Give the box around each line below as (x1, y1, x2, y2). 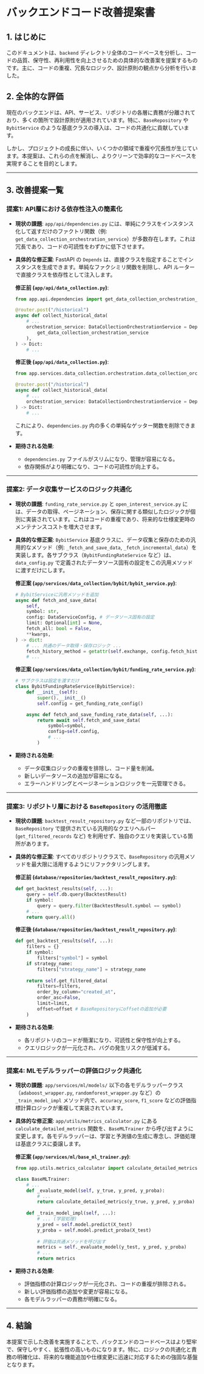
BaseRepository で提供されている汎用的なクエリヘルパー (15, 825, 156, 832)
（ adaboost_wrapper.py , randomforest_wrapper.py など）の (15, 1089, 161, 1097)
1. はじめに (6, 32, 47, 42)
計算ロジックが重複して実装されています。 (20, 1104, 126, 1112)
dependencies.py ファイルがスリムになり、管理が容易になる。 (24, 455, 178, 462)
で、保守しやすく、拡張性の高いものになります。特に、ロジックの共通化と (6, 1345, 192, 1353)
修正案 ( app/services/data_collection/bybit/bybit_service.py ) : (15, 579, 177, 587)
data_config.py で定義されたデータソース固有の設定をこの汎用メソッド (15, 559, 193, 566)
